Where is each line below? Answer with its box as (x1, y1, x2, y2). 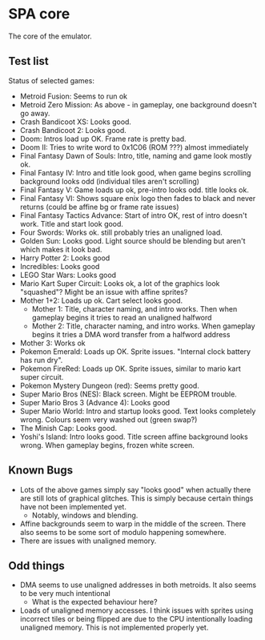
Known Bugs (8, 464, 74, 477)
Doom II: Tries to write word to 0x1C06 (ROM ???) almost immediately (19, 142, 249, 152)
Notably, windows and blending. (31, 510, 139, 520)
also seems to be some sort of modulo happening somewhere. (19, 527, 227, 537)
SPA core (8, 5, 70, 23)
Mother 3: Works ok (19, 338, 86, 348)
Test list (8, 54, 50, 68)
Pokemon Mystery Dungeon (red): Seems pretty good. (19, 380, 200, 390)
